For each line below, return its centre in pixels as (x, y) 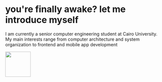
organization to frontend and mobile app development (62, 44)
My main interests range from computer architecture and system (73, 39)
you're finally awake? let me (66, 9)
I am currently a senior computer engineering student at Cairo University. (82, 34)
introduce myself (42, 20)
